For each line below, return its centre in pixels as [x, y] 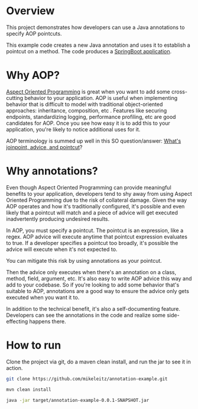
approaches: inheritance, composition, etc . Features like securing [87, 110]
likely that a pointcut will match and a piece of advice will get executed [92, 212]
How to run [34, 345]
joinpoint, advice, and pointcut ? [44, 147]
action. [14, 368]
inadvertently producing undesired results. [58, 219]
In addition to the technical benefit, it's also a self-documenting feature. [93, 308]
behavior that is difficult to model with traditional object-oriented [85, 104]
